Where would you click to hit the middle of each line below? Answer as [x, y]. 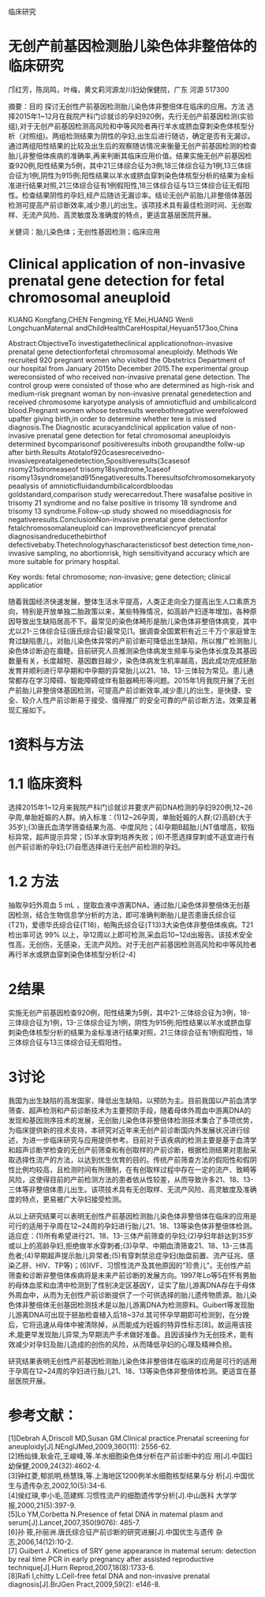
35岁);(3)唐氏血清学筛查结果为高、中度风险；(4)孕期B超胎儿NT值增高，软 [128, 827]
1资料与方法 [46, 745]
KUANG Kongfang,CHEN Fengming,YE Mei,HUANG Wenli [101, 319]
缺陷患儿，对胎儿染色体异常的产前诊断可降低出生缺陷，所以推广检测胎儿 [139, 641]
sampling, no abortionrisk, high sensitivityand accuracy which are [143, 553]
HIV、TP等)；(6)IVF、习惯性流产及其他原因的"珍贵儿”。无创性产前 [143, 1265]
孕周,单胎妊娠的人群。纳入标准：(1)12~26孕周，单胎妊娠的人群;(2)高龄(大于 [130, 817]
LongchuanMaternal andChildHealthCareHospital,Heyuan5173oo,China [123, 328]
